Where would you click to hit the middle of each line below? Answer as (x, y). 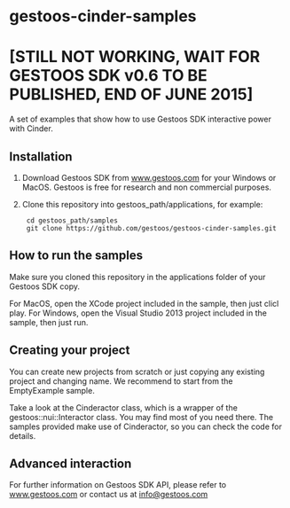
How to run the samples (76, 256)
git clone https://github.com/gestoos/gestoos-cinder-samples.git (151, 228)
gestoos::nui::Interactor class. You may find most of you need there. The (141, 417)
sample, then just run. (49, 322)
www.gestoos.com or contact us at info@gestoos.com (109, 495)
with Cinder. (31, 129)
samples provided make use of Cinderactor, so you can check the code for (145, 426)
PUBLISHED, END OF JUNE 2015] (131, 94)
